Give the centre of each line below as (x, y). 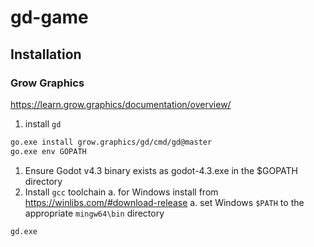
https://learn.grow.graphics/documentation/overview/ (121, 104)
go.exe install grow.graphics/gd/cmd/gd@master (111, 142)
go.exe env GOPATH (48, 151)
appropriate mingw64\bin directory (94, 213)
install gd (43, 123)
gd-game (49, 17)
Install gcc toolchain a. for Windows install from (121, 192)
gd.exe (24, 231)
